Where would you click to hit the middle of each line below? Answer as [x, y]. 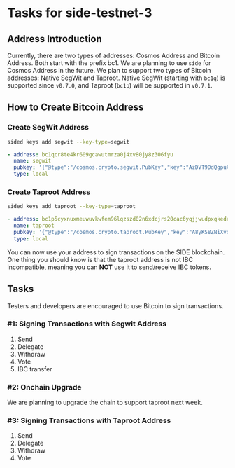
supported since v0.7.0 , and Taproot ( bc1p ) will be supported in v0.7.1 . [110, 85]
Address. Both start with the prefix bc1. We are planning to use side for [109, 63]
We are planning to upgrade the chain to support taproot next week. [105, 402]
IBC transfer [35, 369]
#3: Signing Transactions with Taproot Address [89, 420]
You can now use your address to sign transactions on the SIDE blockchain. [116, 252]
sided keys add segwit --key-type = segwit [69, 142]
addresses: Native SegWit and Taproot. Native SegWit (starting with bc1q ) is [116, 78]
